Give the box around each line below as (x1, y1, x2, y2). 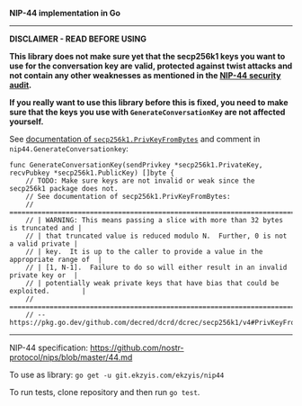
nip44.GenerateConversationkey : (9, 143, 129, 154)
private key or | (9, 271, 78, 280)
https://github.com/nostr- (89, 342, 184, 353)
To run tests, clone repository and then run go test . (9, 387, 200, 397)
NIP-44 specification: (9, 342, 88, 353)
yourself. (9, 116, 44, 127)
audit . (9, 80, 32, 90)
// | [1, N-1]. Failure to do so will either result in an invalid (25, 263, 288, 272)
